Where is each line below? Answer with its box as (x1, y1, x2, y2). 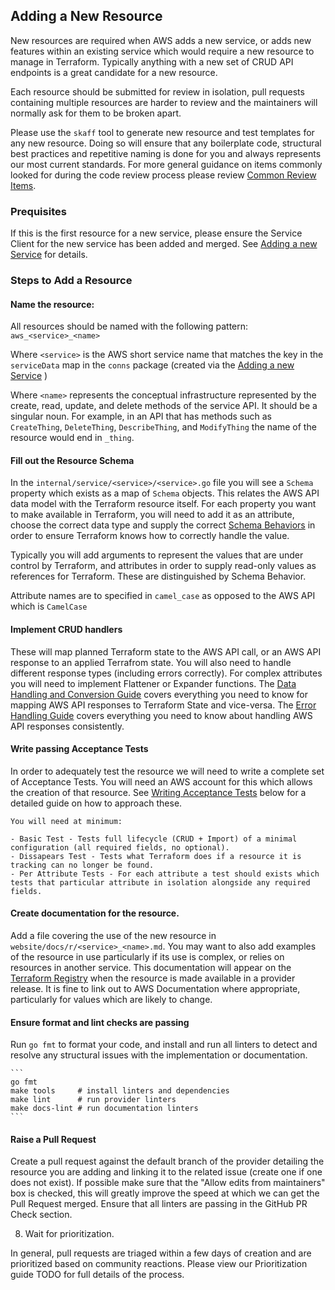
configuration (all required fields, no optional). (10, 842, 230, 853)
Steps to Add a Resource (10, 274, 133, 288)
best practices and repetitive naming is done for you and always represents (10, 147, 322, 159)
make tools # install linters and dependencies (10, 1086, 230, 1096)
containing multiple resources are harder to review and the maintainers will (10, 96, 318, 108)
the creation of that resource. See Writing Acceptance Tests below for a (10, 786, 307, 798)
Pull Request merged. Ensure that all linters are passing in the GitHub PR (10, 1198, 308, 1210)
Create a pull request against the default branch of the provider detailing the (10, 1155, 325, 1168)
